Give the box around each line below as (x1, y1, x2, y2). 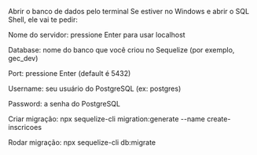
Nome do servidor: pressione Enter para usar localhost (8, 31, 186, 39)
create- (207, 114, 231, 124)
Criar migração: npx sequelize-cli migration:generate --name (8, 114, 206, 124)
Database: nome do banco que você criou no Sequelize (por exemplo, (8, 45, 235, 54)
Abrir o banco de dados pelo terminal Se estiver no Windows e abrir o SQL (8, 7, 250, 16)
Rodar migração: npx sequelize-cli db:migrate (8, 138, 156, 147)
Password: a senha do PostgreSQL (8, 99, 120, 108)
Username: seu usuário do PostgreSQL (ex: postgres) (8, 84, 182, 93)
